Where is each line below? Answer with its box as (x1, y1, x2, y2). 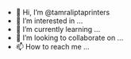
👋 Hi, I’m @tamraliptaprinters (15, 8, 110, 17)
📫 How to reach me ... (15, 42, 90, 51)
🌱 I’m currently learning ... (15, 25, 101, 33)
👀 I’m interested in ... (15, 16, 83, 26)
